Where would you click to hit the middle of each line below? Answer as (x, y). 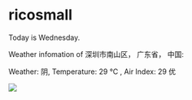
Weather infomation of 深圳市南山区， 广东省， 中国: (96, 54)
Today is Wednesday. (44, 37)
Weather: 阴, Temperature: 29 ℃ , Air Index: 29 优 (92, 72)
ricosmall (41, 15)
